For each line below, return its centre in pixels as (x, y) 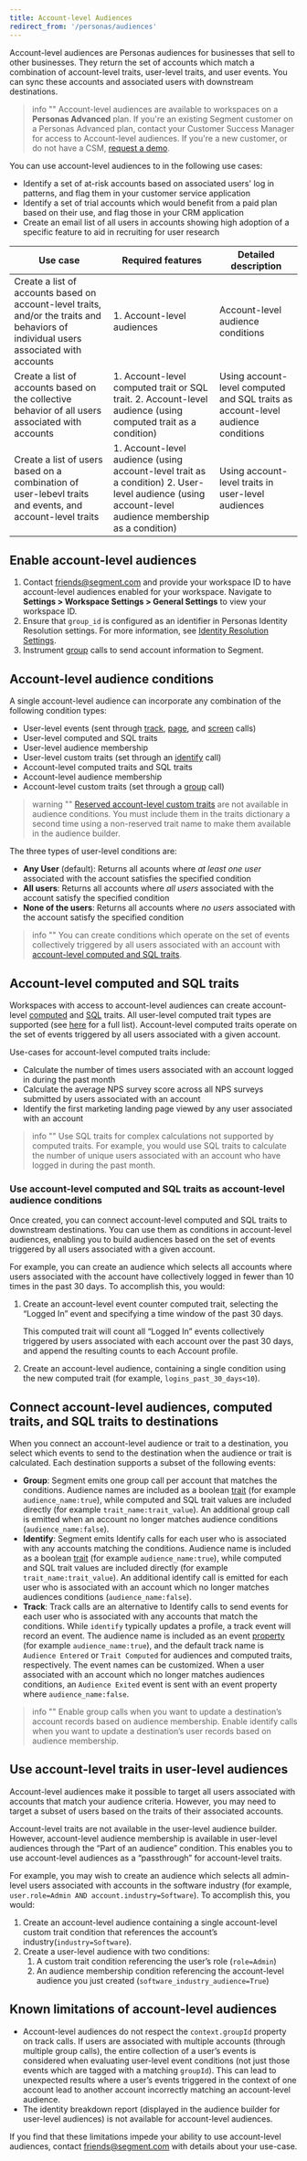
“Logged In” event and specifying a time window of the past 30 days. (153, 1314)
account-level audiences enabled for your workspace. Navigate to (147, 592)
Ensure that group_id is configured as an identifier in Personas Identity (155, 621)
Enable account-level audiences (103, 560)
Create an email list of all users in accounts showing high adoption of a (156, 222)
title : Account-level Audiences (71, 18)
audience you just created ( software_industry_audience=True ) (153, 1980)
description (256, 266)
